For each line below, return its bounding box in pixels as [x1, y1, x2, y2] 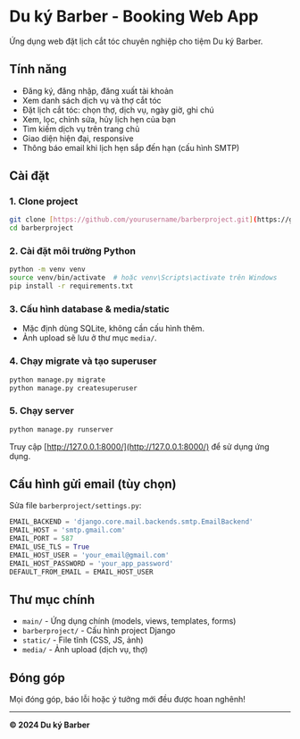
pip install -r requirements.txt [9, 281, 134, 291]
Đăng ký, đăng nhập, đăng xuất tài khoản [21, 85, 174, 96]
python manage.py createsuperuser [9, 383, 138, 392]
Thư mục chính [9, 592, 96, 607]
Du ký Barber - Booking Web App [9, 6, 259, 27]
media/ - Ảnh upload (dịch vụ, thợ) [21, 644, 148, 655]
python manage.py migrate [9, 375, 105, 384]
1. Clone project [9, 195, 79, 207]
